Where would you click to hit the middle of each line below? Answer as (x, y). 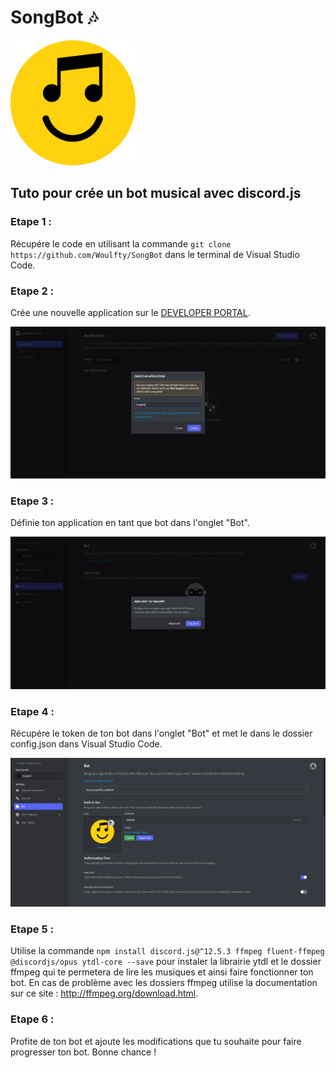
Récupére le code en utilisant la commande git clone (121, 243)
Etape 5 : (32, 929)
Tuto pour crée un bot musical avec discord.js (156, 193)
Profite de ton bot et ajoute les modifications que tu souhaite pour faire (156, 1041)
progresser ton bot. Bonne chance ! (83, 1052)
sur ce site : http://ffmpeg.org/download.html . (104, 993)
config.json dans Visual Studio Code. (86, 744)
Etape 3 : (32, 501)
